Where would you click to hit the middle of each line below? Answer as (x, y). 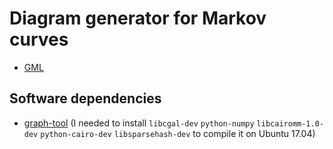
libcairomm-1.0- (290, 123)
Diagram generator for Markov (138, 18)
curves (39, 39)
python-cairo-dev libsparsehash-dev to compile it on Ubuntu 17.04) (178, 133)
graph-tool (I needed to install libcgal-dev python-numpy (139, 123)
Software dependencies (85, 98)
